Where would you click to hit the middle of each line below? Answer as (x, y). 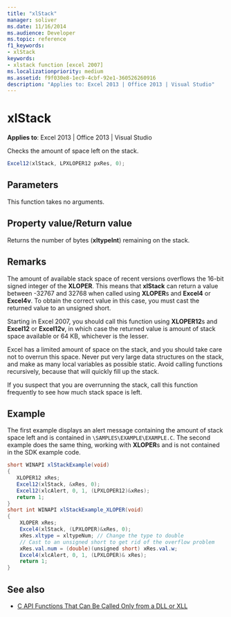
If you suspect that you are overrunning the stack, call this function (103, 385)
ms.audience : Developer (41, 33)
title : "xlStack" (32, 13)
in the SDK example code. (44, 453)
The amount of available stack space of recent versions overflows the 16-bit (115, 278)
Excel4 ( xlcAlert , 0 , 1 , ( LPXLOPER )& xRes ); (83, 555)
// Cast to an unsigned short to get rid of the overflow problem (117, 542)
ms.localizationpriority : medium (55, 71)
